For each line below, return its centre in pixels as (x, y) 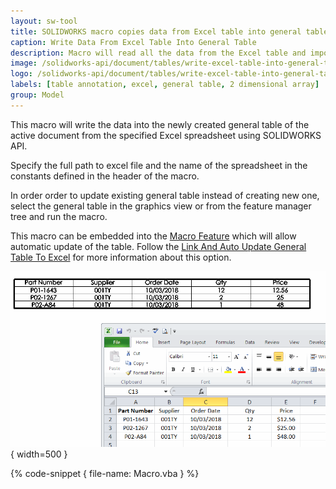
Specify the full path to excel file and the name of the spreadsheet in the (159, 165)
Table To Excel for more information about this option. (121, 257)
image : (24, 63)
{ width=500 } (39, 454)
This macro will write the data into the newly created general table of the (160, 124)
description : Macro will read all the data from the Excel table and (158, 53)
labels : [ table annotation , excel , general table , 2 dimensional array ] (165, 85)
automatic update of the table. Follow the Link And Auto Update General (158, 246)
